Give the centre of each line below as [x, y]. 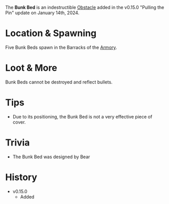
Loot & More [31, 68]
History [21, 177]
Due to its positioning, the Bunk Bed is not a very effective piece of [82, 116]
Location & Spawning [51, 33]
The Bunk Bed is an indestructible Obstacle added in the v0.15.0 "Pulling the [85, 7]
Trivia [18, 142]
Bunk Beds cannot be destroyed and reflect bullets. [59, 82]
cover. [19, 122]
